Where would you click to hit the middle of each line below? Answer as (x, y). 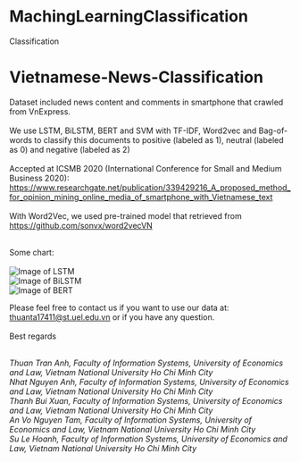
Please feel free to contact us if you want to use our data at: (119, 307)
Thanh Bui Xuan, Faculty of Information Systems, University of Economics (146, 400)
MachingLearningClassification (129, 17)
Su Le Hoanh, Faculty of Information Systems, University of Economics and (148, 439)
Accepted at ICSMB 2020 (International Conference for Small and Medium (146, 168)
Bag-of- (273, 130)
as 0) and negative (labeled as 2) (70, 149)
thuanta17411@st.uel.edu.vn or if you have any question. (112, 317)
